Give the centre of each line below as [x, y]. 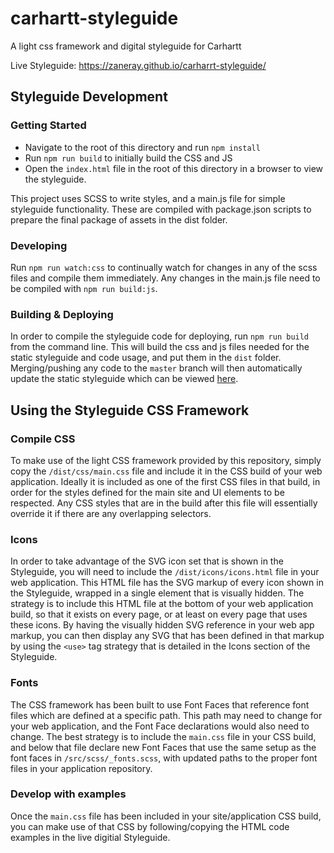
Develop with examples [68, 794]
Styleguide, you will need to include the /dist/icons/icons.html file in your [165, 572]
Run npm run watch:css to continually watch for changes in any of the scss [164, 267]
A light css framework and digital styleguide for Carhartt [126, 46]
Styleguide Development [89, 97]
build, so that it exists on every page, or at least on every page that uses [159, 614]
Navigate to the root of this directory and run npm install [142, 147]
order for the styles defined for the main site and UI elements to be [147, 492]
